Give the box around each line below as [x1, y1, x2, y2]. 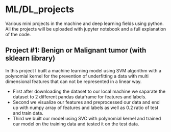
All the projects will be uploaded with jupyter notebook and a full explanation [5, 25, 166, 32]
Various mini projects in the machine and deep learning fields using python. [5, 20, 164, 27]
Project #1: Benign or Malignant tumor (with [5, 46, 146, 55]
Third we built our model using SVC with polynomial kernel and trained [12, 115, 161, 121]
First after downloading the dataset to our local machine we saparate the [12, 88, 166, 94]
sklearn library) [5, 54, 55, 63]
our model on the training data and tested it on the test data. [12, 121, 139, 127]
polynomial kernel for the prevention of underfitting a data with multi [5, 73, 149, 79]
